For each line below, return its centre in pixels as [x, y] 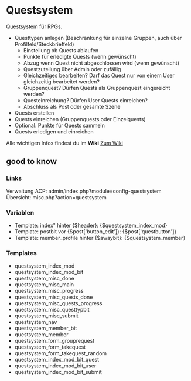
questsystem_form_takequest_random [61, 353]
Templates [21, 253]
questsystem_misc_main [44, 285]
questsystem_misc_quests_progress [58, 303]
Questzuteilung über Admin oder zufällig [72, 69]
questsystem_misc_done [44, 278]
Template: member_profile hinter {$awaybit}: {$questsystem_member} [100, 238]
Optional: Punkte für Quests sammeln [60, 125]
